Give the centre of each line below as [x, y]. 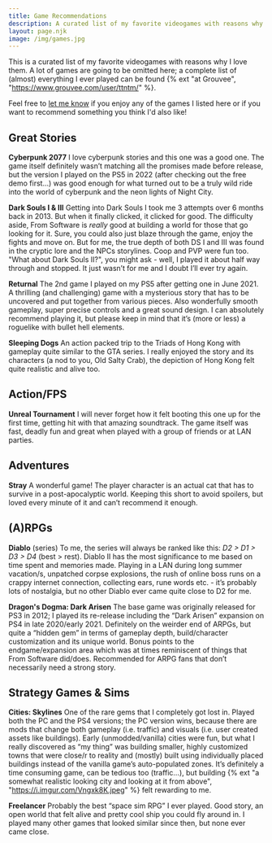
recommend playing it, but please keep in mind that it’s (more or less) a [127, 319]
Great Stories [43, 138]
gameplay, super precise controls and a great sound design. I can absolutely [136, 310]
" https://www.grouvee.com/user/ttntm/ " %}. [82, 88]
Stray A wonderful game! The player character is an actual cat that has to [131, 485]
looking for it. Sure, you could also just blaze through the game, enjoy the [131, 234]
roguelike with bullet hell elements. [67, 327]
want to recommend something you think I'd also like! [98, 112]
